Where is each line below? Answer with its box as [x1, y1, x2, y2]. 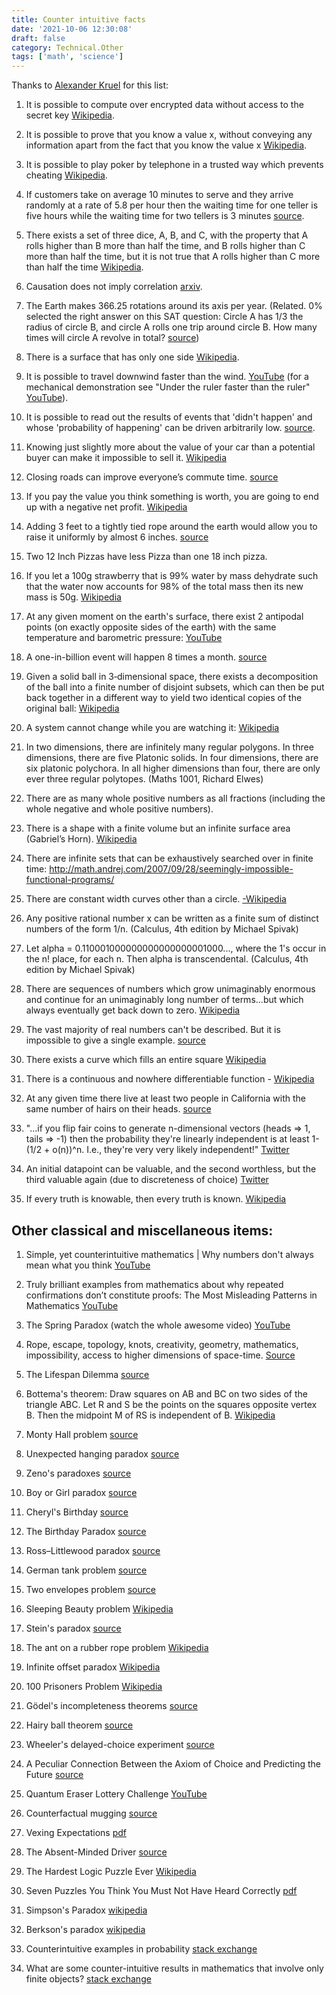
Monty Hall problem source [25, 1428, 139, 1440]
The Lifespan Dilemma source [25, 1368, 150, 1380]
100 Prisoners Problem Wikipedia [25, 1680, 163, 1692]
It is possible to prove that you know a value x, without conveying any [25, 129, 313, 141]
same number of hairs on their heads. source [25, 1103, 212, 1115]
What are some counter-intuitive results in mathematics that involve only [25, 1962, 324, 1974]
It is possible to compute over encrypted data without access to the [25, 99, 304, 111]
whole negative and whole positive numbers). [25, 803, 214, 815]
